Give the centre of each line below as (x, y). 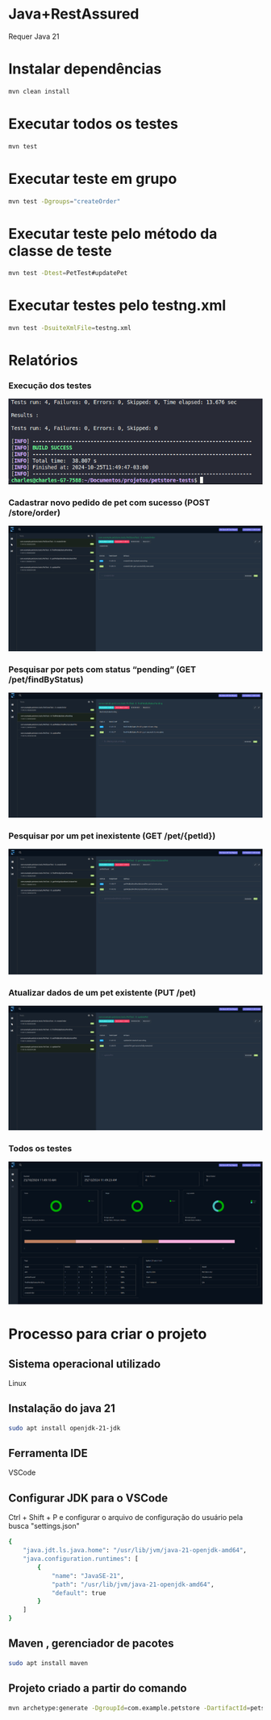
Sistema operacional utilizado (85, 1364)
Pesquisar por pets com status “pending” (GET (102, 669)
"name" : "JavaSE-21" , (88, 1576)
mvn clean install (39, 91)
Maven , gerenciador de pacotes (92, 1644)
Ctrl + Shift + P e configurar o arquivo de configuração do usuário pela (126, 1518)
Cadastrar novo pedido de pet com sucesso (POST (109, 503)
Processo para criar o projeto (108, 1334)
